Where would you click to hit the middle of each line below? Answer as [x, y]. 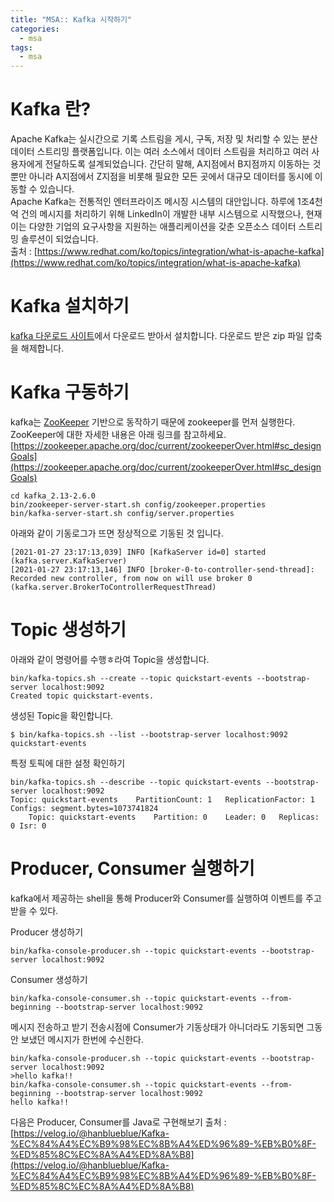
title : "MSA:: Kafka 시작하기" [71, 19]
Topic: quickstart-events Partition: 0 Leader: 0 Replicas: [174, 817]
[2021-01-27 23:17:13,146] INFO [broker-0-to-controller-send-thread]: [162, 569]
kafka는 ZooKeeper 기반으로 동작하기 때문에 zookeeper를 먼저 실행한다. [153, 422]
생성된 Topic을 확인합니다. [62, 715]
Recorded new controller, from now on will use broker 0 [131, 578]
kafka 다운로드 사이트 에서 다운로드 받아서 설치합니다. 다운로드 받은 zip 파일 [157, 335]
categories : [35, 29]
